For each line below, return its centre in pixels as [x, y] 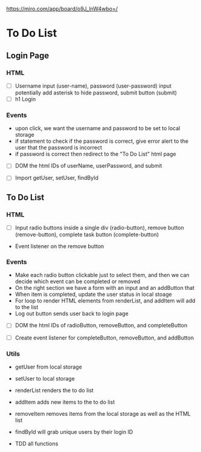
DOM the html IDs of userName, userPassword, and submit [88, 166]
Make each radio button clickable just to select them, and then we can [102, 275]
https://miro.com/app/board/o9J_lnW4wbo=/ [62, 9]
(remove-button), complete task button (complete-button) [87, 235]
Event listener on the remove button [59, 246]
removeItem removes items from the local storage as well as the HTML [103, 413]
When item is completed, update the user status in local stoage [93, 294]
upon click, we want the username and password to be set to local [97, 128]
